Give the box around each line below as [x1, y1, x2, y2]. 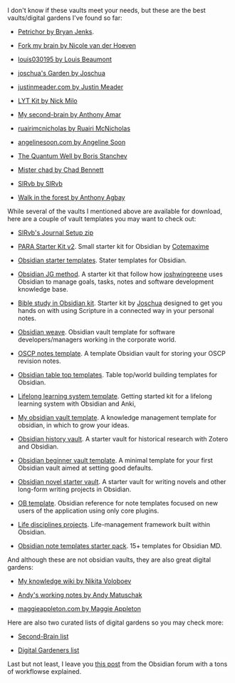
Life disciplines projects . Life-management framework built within [17, 520, 211, 528]
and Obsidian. [17, 442, 59, 451]
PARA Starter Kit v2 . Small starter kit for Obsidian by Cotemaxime [17, 242, 209, 250]
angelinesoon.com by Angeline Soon [17, 138, 126, 146]
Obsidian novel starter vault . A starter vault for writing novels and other [17, 478, 226, 486]
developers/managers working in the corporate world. [17, 335, 177, 344]
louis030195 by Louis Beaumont [17, 55, 113, 63]
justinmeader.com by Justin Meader [17, 83, 124, 91]
